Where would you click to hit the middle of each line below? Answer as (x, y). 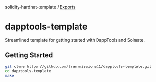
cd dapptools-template (28, 71)
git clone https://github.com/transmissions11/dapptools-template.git (78, 66)
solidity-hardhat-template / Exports (40, 7)
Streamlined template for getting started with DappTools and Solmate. (75, 40)
